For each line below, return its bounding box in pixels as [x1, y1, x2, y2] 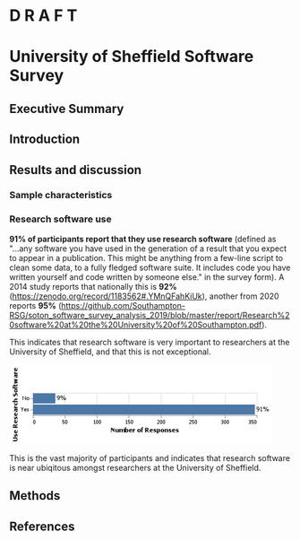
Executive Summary [9, 100, 124, 117]
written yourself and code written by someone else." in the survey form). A [9, 271, 285, 283]
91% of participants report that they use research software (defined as [9, 233, 277, 244]
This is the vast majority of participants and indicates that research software [9, 452, 291, 463]
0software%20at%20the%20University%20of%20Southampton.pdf [9, 319, 262, 330]
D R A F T [9, 5, 78, 26]
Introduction [9, 132, 81, 147]
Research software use [9, 213, 112, 225]
